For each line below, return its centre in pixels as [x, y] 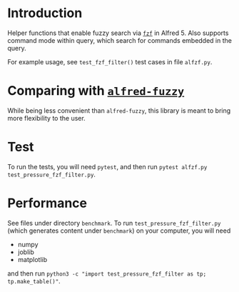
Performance [47, 203]
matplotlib [32, 259]
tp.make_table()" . [34, 281]
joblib [26, 252]
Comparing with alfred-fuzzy [96, 91]
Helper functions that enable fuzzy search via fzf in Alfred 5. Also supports [118, 33]
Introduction [45, 13]
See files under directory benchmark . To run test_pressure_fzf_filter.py [114, 223]
